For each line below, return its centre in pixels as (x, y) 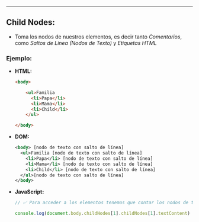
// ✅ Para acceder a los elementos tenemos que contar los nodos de (102, 203)
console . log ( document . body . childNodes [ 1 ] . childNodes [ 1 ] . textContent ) (102, 214)
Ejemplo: (19, 58)
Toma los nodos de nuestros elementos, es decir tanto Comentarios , (98, 37)
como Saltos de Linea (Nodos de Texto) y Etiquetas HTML (86, 43)
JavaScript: (29, 192)
